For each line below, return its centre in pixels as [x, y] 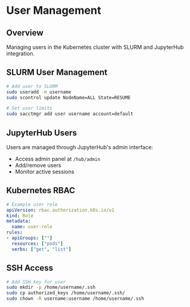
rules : [14, 232]
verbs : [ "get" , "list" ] [41, 249]
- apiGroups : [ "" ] [29, 238]
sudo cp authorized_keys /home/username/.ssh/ [66, 293]
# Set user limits [29, 108]
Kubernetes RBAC [41, 191]
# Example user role [32, 204]
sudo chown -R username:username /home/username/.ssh [75, 299]
